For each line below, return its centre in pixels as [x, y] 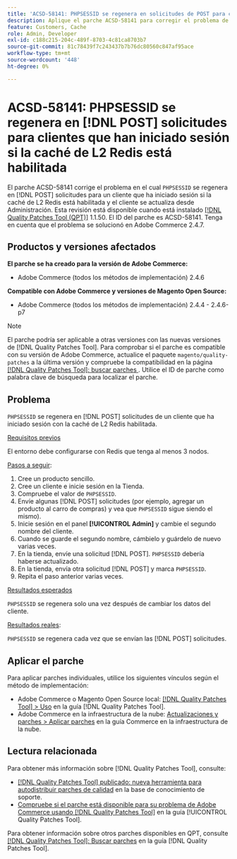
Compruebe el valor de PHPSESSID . [67, 494]
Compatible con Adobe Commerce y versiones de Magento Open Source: [117, 291]
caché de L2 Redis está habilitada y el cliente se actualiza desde [101, 202]
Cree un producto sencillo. [56, 479]
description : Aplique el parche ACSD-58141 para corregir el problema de [118, 20]
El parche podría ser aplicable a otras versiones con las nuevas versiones [114, 340]
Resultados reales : [34, 625]
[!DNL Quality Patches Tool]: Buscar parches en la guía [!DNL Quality [108, 841]
